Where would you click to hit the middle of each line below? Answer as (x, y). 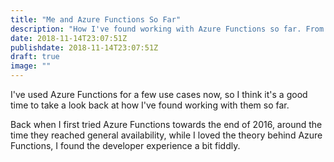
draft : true (35, 57)
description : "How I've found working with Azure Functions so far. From (167, 29)
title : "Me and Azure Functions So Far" (96, 19)
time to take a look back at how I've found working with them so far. (150, 105)
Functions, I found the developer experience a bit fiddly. (125, 145)
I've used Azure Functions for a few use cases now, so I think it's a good (159, 94)
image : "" (31, 66)
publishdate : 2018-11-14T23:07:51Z (84, 47)
